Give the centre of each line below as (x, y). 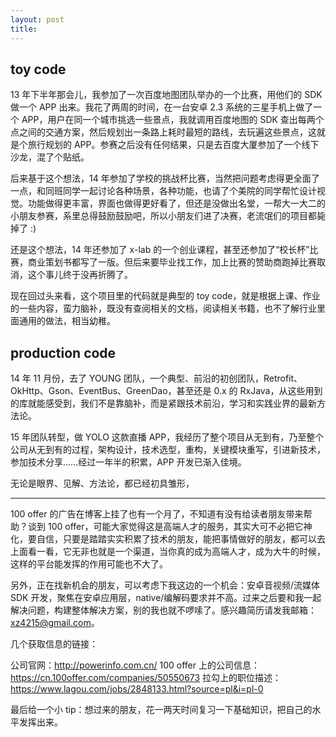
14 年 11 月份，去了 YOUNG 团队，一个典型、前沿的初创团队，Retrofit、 (156, 378)
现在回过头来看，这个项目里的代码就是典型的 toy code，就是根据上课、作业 (165, 296)
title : (24, 29)
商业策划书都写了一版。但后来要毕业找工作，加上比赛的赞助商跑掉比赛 (172, 262)
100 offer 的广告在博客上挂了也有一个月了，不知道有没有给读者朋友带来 (157, 514)
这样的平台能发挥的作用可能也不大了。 (89, 564)
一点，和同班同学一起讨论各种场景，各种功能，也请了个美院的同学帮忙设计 (163, 191)
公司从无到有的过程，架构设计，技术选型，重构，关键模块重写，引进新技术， (168, 450)
